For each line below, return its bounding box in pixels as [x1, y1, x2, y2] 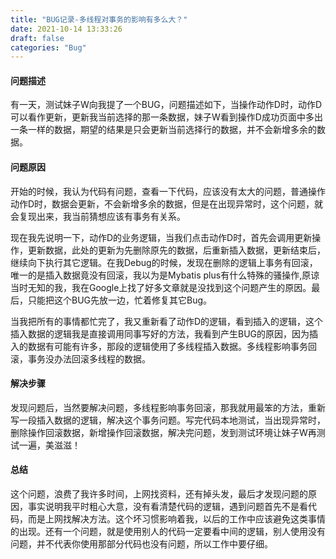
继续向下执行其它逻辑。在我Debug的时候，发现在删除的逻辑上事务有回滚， [10, 256, 318, 268]
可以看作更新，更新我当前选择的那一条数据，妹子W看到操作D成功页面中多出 [10, 111, 323, 123]
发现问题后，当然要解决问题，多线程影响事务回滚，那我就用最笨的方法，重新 [10, 401, 326, 413]
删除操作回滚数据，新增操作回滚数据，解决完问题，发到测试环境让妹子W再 [10, 426, 317, 438]
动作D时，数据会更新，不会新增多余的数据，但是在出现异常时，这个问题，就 [10, 197, 324, 210]
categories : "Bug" [10, 42, 87, 53]
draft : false [10, 33, 65, 43]
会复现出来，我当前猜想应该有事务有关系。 [10, 210, 186, 222]
